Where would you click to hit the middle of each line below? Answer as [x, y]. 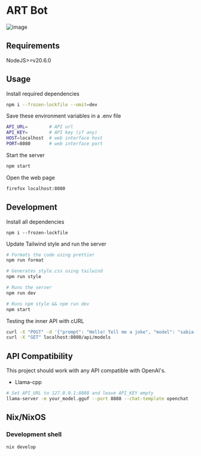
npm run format [25, 260]
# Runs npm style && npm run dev [48, 304]
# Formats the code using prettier [51, 255]
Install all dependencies [35, 222]
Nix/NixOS [26, 417]
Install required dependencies [43, 93]
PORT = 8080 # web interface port [54, 144]
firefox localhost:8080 [36, 188]
